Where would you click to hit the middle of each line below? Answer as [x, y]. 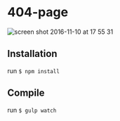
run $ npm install [33, 70]
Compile [26, 93]
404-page [38, 12]
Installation [32, 54]
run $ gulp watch [32, 110]
